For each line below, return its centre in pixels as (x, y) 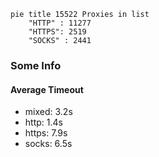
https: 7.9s (46, 133)
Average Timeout (47, 89)
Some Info (36, 65)
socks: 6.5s (48, 144)
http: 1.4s (43, 122)
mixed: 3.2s (48, 112)
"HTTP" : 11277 (60, 23)
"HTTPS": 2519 (57, 32)
